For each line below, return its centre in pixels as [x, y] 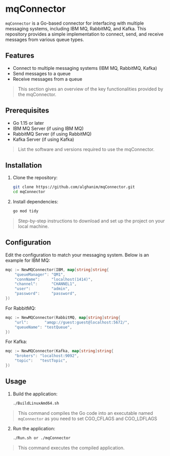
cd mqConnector [29, 192]
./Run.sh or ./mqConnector [42, 438]
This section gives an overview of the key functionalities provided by [90, 89]
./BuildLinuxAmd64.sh [36, 403]
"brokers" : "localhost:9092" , [47, 356]
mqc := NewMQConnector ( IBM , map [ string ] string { [57, 270]
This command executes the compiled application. [71, 448]
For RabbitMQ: [21, 308]
